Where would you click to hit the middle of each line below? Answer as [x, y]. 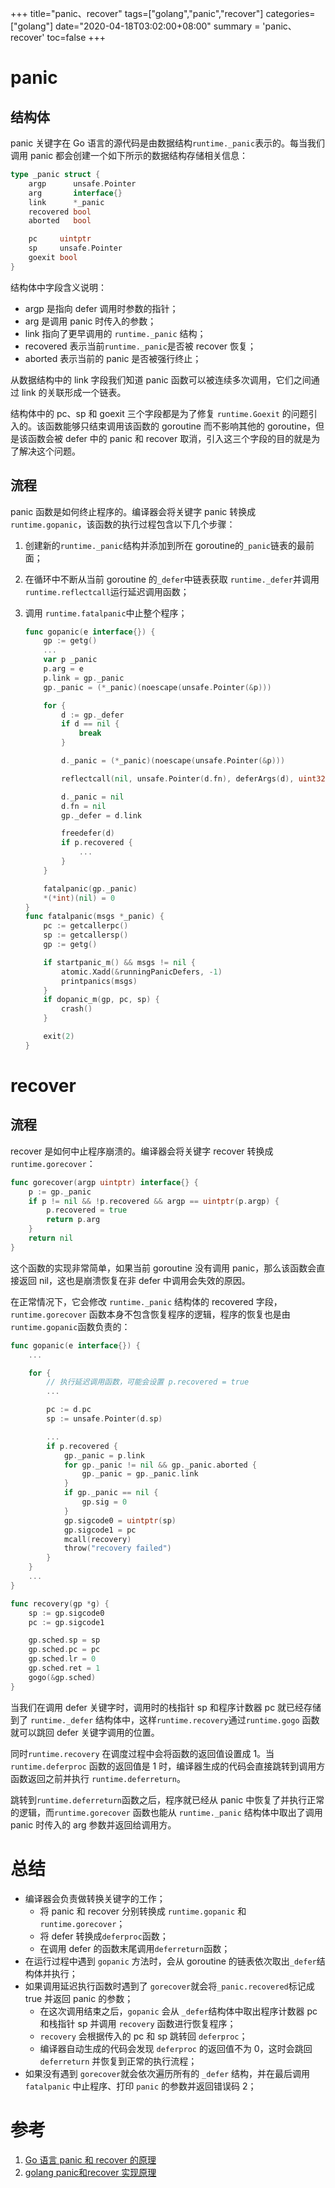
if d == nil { [90, 724]
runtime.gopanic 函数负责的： [70, 1326]
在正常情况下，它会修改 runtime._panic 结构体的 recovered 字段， [146, 1301]
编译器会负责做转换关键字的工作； [95, 1898]
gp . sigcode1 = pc [100, 1530]
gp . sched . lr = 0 [62, 1659]
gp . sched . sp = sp [64, 1640]
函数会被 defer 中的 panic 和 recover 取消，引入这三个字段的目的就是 [169, 438]
